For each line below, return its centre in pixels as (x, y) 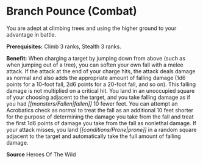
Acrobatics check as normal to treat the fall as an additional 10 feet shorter (100, 110)
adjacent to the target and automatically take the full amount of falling (94, 136)
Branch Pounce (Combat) (72, 11)
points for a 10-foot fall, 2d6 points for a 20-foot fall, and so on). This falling (101, 84)
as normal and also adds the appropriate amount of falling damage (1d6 (96, 78)
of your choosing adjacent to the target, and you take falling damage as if (98, 97)
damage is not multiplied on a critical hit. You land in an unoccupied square (101, 90)
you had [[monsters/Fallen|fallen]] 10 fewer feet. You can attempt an (92, 103)
